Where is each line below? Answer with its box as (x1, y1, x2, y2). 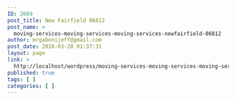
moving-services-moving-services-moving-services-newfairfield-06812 (13, 30, 221, 37)
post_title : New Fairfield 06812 (7, 17, 105, 24)
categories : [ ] (7, 82, 55, 89)
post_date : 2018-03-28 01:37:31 (7, 43, 102, 50)
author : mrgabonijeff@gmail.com (7, 37, 102, 44)
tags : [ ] (7, 75, 37, 83)
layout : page (7, 50, 46, 57)
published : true (7, 69, 55, 76)
